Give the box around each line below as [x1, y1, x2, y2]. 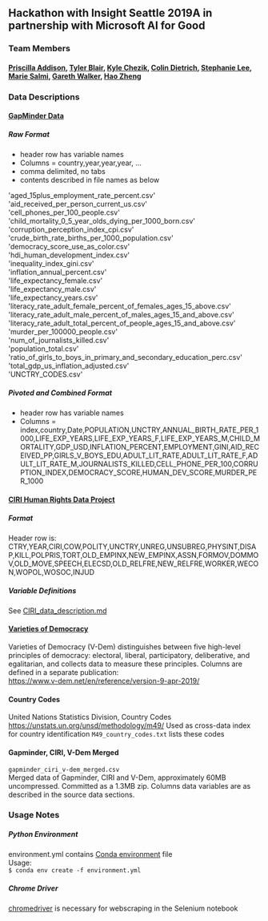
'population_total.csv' [8, 344, 79, 353]
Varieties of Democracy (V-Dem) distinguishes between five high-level [8, 642, 242, 652]
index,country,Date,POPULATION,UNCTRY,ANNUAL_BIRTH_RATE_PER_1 [19, 425, 259, 435]
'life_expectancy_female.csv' [8, 276, 103, 285]
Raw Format [8, 130, 50, 139]
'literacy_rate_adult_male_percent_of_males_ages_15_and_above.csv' [8, 310, 234, 320]
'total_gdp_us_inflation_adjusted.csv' [8, 361, 130, 371]
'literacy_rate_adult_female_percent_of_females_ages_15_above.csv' [8, 301, 232, 311]
